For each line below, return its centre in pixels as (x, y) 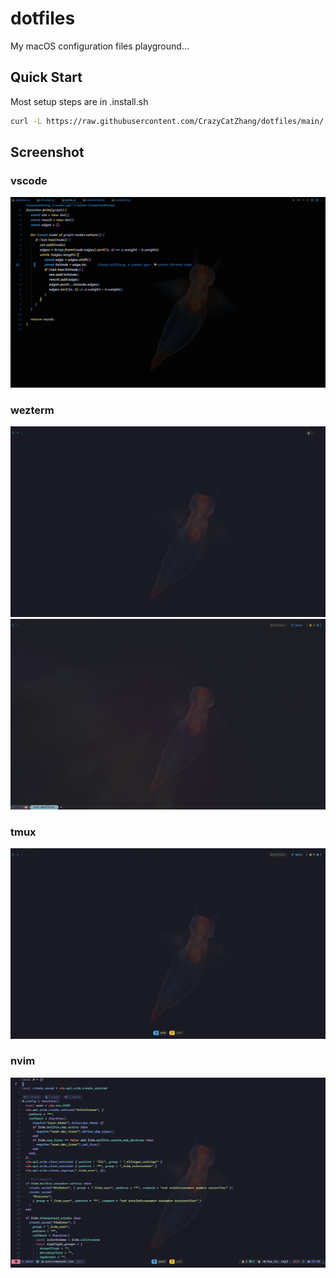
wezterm (32, 410)
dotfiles (43, 18)
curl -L (26, 121)
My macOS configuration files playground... (100, 46)
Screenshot (47, 152)
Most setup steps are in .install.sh (79, 101)
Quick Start (46, 77)
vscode (29, 180)
